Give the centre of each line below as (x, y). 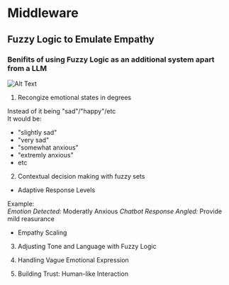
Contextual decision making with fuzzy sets (81, 176)
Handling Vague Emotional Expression (73, 259)
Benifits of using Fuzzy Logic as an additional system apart (111, 60)
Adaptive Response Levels (56, 190)
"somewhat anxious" (48, 147)
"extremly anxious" (45, 155)
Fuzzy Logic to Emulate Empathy (81, 39)
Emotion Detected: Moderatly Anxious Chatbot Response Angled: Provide (114, 211)
